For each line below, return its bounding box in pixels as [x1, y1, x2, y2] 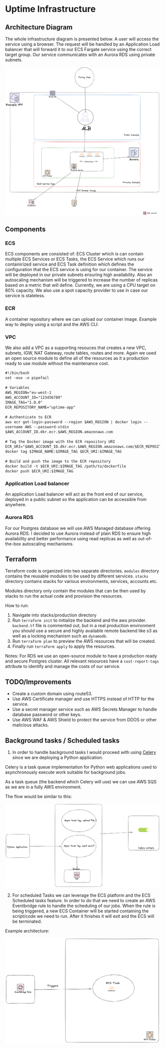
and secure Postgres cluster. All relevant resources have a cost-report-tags [5, 658, 159, 664]
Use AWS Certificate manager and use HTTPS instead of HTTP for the [12, 696, 155, 702]
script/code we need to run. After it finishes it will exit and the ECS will [12, 913, 155, 919]
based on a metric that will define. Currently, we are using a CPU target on [5, 282, 156, 288]
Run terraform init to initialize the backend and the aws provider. [12, 617, 146, 623]
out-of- [137, 535, 153, 541]
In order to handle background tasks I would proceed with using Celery [12, 749, 156, 755]
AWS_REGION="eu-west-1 [5, 390, 52, 395]
